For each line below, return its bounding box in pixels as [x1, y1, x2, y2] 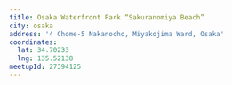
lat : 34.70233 [17, 46, 69, 55]
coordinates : [9, 37, 58, 47]
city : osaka [9, 21, 53, 30]
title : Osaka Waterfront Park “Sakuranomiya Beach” [9, 12, 204, 22]
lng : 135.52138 [17, 54, 74, 63]
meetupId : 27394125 [9, 63, 82, 72]
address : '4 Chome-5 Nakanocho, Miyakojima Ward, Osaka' [9, 29, 225, 38]
